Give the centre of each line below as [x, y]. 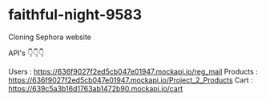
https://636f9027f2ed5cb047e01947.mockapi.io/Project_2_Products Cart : [131, 80]
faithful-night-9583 [75, 15]
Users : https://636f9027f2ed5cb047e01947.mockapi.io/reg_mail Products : [133, 71]
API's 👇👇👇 [26, 53]
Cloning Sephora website [50, 37]
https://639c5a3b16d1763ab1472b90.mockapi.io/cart [96, 88]
